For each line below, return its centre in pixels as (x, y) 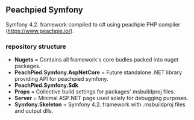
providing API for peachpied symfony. (61, 79)
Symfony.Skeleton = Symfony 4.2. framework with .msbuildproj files (100, 104)
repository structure (36, 46)
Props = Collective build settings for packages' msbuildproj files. (95, 92)
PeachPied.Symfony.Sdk (46, 85)
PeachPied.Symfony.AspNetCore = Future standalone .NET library (98, 72)
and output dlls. (34, 111)
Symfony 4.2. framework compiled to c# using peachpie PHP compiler (93, 24)
